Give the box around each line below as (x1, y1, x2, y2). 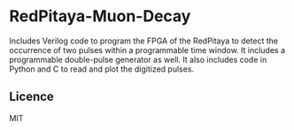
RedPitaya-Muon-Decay (9, 6, 191, 27)
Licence (9, 89, 55, 104)
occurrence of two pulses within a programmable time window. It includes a (9, 44, 286, 55)
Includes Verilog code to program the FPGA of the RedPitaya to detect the (9, 35, 279, 46)
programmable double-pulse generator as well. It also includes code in (9, 54, 267, 65)
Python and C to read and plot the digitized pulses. (9, 64, 195, 74)
